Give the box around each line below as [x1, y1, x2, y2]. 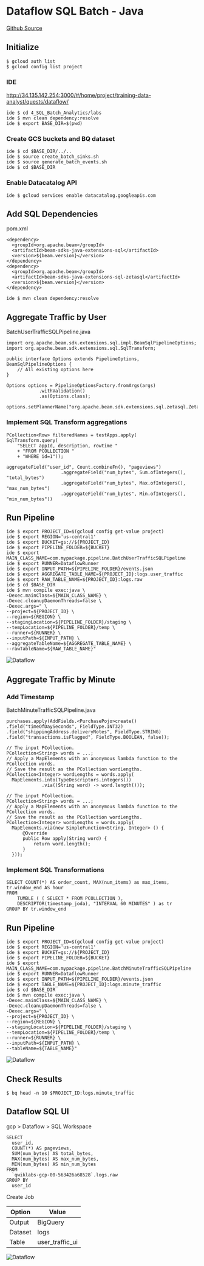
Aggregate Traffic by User [6, 312, 107, 322]
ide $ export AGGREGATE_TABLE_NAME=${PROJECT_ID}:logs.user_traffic [6, 571, 183, 577]
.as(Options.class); [38, 393, 91, 400]
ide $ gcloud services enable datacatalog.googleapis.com [6, 192, 156, 199]
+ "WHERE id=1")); [17, 453, 64, 460]
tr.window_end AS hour [6, 885, 64, 891]
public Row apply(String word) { [22, 836, 107, 842]
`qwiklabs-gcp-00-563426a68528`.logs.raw [12, 1172, 118, 1178]
